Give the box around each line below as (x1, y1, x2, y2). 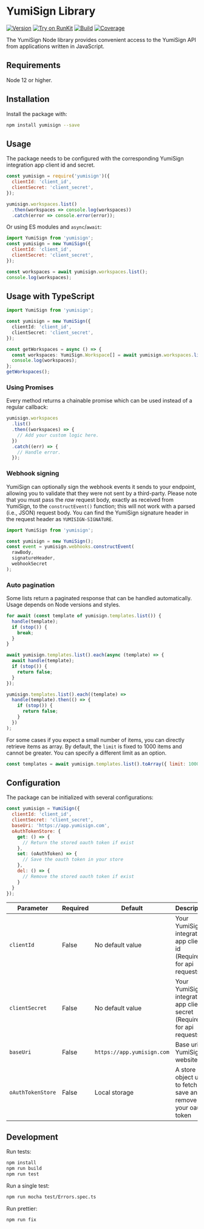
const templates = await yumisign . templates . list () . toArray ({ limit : (6, 761, 186, 767)
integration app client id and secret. (6, 161, 95, 168)
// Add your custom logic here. (17, 432, 99, 438)
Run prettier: (6, 1205, 38, 1212)
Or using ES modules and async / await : (6, 223, 102, 230)
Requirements (6, 60, 61, 71)
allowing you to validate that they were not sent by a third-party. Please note (6, 490, 197, 497)
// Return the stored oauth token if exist (22, 839, 135, 846)
